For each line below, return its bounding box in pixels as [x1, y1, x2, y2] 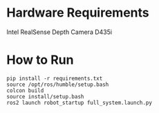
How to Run [6, 52, 74, 68]
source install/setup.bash [6, 93, 84, 100]
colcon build [6, 87, 44, 94]
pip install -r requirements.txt [6, 75, 103, 82]
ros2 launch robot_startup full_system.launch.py [6, 99, 153, 106]
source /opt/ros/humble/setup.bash [6, 81, 109, 88]
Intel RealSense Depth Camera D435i [6, 28, 112, 36]
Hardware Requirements [6, 5, 149, 21]
